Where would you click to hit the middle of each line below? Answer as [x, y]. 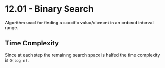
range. [12, 27]
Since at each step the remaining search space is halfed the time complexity [82, 55]
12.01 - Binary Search [49, 9]
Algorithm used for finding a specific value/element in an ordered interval [79, 23]
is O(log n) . [17, 60]
